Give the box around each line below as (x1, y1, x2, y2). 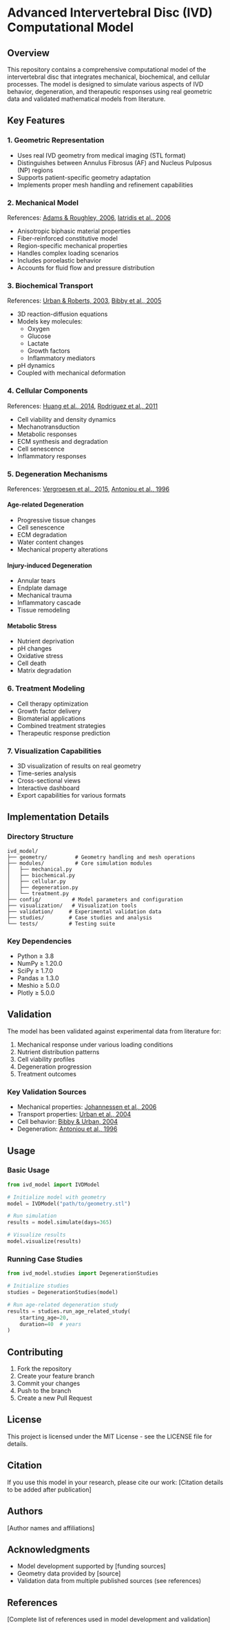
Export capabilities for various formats (17, 791, 126, 800)
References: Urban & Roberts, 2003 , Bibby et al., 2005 (7, 297, 162, 305)
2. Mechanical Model (7, 198, 79, 207)
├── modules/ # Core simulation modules (7, 859, 153, 867)
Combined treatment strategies (17, 721, 106, 730)
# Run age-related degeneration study (7, 1301, 118, 1308)
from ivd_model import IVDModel (7, 1181, 100, 1188)
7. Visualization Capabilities (7, 746, 102, 756)
